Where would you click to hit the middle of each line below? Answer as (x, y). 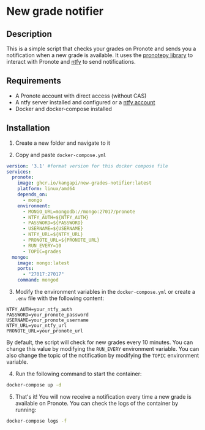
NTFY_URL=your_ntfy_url (37, 326)
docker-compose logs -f (37, 421)
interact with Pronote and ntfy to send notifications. (71, 62)
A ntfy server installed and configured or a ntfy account (85, 102)
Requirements (34, 81)
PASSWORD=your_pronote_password (47, 315)
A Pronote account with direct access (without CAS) (81, 96)
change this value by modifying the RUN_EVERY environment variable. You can (103, 349)
